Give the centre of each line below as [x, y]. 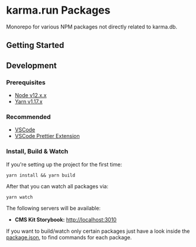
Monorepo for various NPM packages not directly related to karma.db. [92, 27]
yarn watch [20, 197]
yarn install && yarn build [41, 175]
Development [32, 65]
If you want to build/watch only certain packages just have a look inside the [98, 231]
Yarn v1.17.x [28, 102]
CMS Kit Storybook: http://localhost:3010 [65, 219]
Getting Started [35, 45]
